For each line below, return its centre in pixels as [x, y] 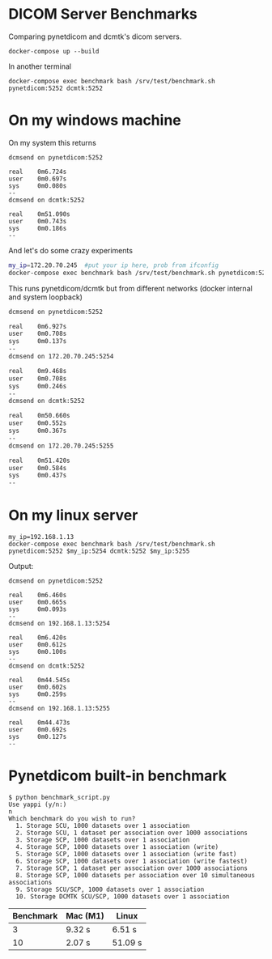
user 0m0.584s [38, 468]
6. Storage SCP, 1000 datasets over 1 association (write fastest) [132, 861]
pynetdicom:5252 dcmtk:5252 [56, 88]
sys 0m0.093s [38, 609]
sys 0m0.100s [38, 652]
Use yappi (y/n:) [38, 804]
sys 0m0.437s [38, 475]
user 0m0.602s [38, 687]
